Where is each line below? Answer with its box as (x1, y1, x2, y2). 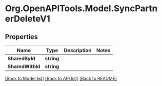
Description (63, 47, 92, 53)
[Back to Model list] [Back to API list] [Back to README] (5, 76, 117, 81)
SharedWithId (7, 63, 40, 69)
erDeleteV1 (5, 13, 50, 24)
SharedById (7, 55, 36, 62)
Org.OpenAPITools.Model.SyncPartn (5, 3, 158, 14)
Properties (5, 33, 38, 41)
